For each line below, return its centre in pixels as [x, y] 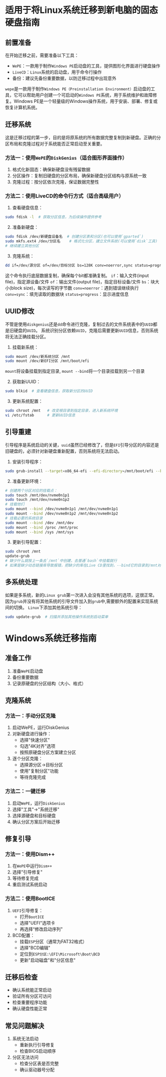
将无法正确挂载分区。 [27, 337]
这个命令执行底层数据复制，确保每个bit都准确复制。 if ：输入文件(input [77, 275]
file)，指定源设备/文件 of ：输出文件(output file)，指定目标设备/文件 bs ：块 [80, 281]
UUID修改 [20, 311]
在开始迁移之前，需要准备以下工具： [42, 55]
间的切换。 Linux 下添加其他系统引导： [44, 607]
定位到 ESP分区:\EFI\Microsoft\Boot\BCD [60, 954]
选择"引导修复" [27, 872]
